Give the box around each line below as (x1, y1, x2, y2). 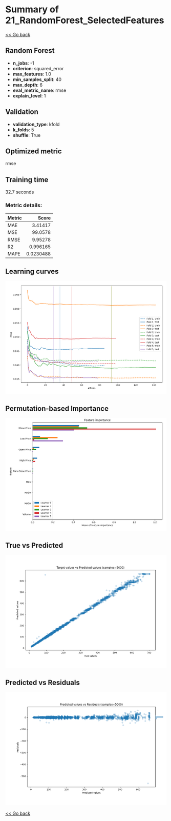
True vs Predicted (5, 541, 63, 550)
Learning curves (5, 267, 59, 276)
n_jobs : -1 (12, 60, 34, 66)
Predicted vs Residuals (5, 678, 80, 687)
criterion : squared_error (12, 65, 64, 71)
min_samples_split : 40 (12, 76, 62, 83)
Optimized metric (5, 147, 62, 155)
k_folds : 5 (12, 127, 34, 133)
